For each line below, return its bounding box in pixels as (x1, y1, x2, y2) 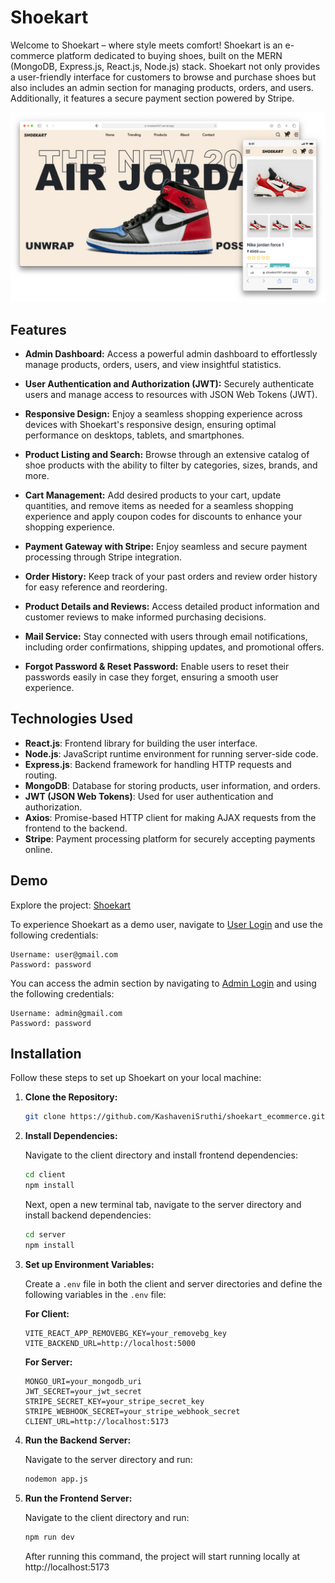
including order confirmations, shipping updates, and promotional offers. (24, 641, 325, 653)
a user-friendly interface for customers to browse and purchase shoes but (10, 71, 317, 83)
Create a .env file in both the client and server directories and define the (24, 1277, 323, 1290)
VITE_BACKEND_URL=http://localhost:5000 (24, 1338, 196, 1348)
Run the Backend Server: (24, 1434, 132, 1446)
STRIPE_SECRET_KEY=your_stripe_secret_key (24, 1396, 205, 1406)
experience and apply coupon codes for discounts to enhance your (24, 510, 303, 522)
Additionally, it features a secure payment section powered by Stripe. (10, 92, 295, 104)
